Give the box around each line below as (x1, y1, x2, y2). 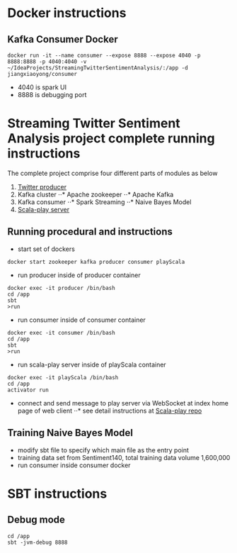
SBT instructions (7, 486, 108, 501)
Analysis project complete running (7, 130, 215, 147)
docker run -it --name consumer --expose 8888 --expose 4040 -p (7, 52, 201, 59)
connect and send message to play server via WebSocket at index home (17, 398, 229, 407)
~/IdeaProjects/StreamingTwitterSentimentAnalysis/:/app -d (7, 65, 189, 72)
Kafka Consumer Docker (7, 33, 118, 45)
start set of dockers (17, 245, 76, 253)
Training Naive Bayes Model (7, 427, 133, 439)
